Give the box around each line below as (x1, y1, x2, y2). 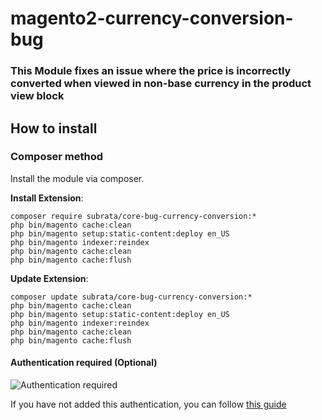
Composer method (10, 150, 104, 164)
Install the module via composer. (10, 172, 145, 184)
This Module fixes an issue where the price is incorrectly (10, 64, 292, 78)
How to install (10, 120, 98, 137)
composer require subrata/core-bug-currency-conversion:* (10, 211, 257, 221)
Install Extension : (10, 192, 84, 204)
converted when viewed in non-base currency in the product (10, 77, 312, 91)
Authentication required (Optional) (10, 357, 158, 369)
